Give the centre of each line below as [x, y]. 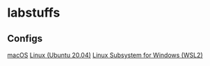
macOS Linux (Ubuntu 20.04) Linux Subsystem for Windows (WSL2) [105, 55]
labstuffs [34, 13]
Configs [25, 39]
